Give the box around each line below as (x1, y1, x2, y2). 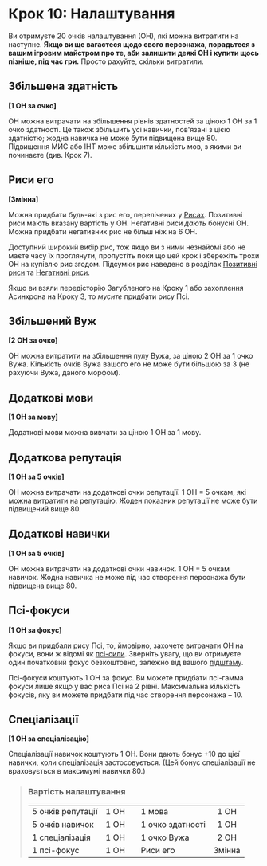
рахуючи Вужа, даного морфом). (8, 368, 121, 378)
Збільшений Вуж (8, 314, 97, 327)
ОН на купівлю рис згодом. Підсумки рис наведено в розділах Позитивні (8, 259, 257, 268)
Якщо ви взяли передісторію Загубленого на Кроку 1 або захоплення (8, 283, 245, 292)
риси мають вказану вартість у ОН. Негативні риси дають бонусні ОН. (8, 218, 249, 228)
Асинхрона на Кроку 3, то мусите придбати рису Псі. (8, 292, 190, 301)
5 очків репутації (31, 805, 98, 817)
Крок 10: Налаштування (8, 5, 175, 23)
